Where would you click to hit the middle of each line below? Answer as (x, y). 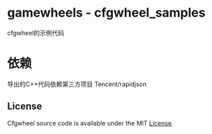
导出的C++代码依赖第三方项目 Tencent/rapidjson (77, 84)
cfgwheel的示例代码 (36, 33)
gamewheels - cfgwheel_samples (106, 13)
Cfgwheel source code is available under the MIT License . (90, 123)
